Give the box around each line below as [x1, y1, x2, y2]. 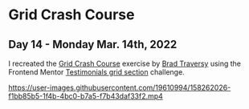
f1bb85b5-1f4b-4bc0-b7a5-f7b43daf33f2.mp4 [8, 91, 163, 101]
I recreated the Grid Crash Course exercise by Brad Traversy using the [8, 59, 241, 68]
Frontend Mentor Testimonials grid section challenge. [8, 67, 185, 77]
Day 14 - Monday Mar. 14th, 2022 [8, 38, 178, 51]
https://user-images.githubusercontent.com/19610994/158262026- [8, 83, 231, 92]
